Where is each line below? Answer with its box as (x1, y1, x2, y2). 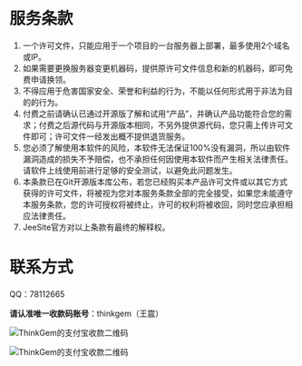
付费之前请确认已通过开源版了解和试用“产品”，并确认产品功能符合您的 (22, 108, 285, 119)
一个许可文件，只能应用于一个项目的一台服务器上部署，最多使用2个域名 (22, 40, 290, 51)
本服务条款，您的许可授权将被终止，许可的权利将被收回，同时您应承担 (22, 199, 286, 210)
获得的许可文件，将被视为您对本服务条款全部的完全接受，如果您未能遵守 (22, 187, 293, 198)
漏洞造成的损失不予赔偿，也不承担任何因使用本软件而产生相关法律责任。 (22, 153, 293, 164)
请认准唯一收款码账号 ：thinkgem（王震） (9, 308, 163, 319)
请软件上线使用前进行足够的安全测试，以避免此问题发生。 (22, 164, 238, 175)
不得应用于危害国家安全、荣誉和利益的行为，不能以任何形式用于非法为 (22, 85, 286, 96)
